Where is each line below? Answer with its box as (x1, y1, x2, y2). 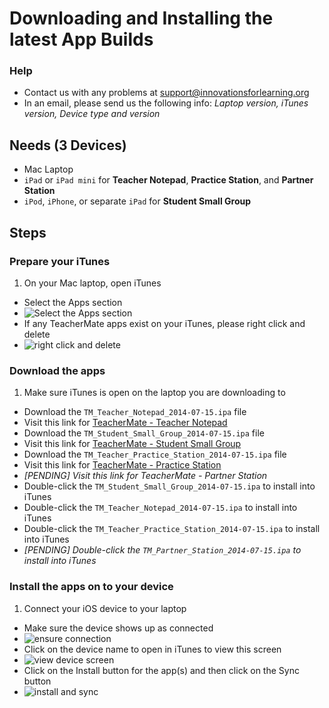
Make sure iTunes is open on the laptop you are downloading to (23, 387, 286, 399)
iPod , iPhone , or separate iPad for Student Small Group (23, 195, 252, 207)
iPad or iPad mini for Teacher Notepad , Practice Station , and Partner (23, 174, 314, 186)
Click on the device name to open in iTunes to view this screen (23, 643, 282, 655)
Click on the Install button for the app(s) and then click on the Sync (23, 664, 300, 676)
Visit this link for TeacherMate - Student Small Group (23, 438, 242, 450)
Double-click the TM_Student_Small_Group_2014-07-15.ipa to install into (23, 480, 316, 492)
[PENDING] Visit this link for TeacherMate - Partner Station (23, 470, 268, 482)
